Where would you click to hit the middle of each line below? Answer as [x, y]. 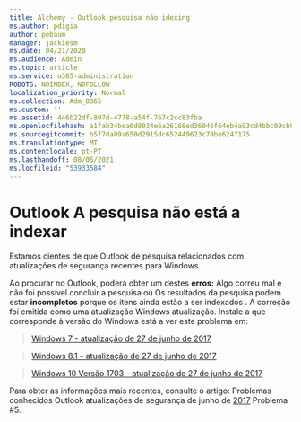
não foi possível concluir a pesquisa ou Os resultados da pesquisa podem [146, 293]
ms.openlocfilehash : [48, 127]
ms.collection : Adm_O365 [56, 101]
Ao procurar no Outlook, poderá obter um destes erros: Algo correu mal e [146, 283]
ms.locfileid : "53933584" [57, 168]
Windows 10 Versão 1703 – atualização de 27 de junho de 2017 [147, 374]
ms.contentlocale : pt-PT [56, 151]
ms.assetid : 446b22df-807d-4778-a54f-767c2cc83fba [106, 118]
